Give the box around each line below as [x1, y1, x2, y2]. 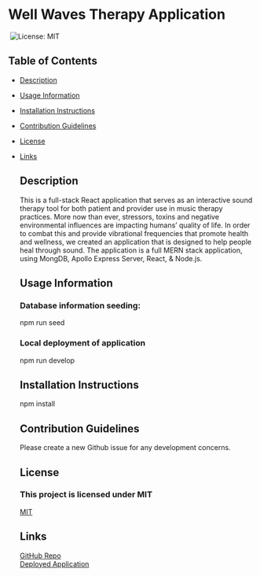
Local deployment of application [19, 338, 146, 349]
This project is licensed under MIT [19, 489, 153, 500]
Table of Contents [8, 54, 98, 68]
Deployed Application [19, 559, 90, 568]
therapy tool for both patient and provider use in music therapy [19, 203, 223, 213]
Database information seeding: [19, 300, 141, 311]
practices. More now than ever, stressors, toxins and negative [19, 212, 220, 221]
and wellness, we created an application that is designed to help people [19, 237, 252, 246]
